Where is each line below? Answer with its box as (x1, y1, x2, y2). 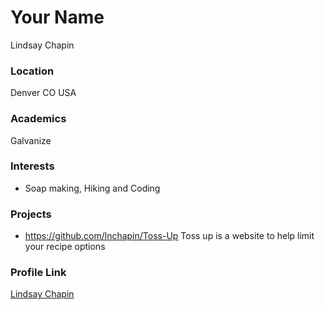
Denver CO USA (10, 87, 77, 99)
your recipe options (24, 241, 106, 253)
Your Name (10, 6, 105, 29)
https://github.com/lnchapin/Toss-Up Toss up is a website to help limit (24, 230, 315, 242)
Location (10, 64, 55, 78)
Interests (10, 159, 55, 173)
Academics (10, 112, 67, 126)
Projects (10, 207, 52, 221)
